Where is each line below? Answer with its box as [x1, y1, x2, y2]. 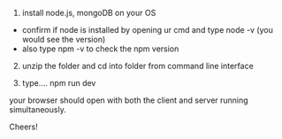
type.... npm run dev [21, 78, 96, 88]
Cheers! [9, 121, 38, 132]
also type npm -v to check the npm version [21, 43, 179, 54]
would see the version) [21, 35, 106, 44]
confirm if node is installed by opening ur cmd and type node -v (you [21, 25, 274, 35]
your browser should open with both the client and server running [9, 95, 249, 105]
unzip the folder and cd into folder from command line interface [21, 61, 254, 71]
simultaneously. [9, 104, 66, 114]
